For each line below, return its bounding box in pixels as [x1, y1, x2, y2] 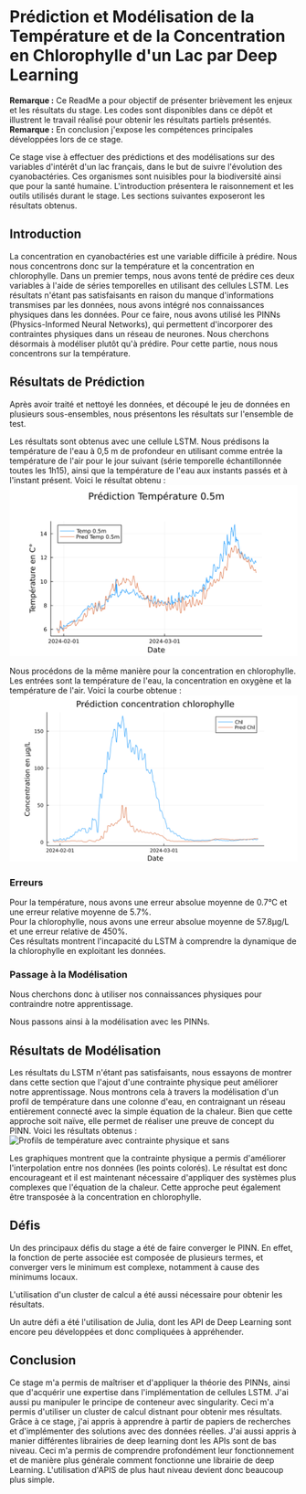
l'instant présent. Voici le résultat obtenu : [9, 474, 166, 485]
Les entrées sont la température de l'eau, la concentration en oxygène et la [9, 675, 292, 686]
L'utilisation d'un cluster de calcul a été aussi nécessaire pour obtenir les [9, 1288, 283, 1299]
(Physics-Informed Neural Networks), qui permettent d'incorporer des [9, 318, 274, 330]
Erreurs [9, 875, 44, 888]
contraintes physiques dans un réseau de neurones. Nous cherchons [9, 328, 269, 339]
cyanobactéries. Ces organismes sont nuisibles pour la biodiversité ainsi [9, 171, 281, 182]
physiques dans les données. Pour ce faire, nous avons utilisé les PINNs [9, 309, 281, 320]
